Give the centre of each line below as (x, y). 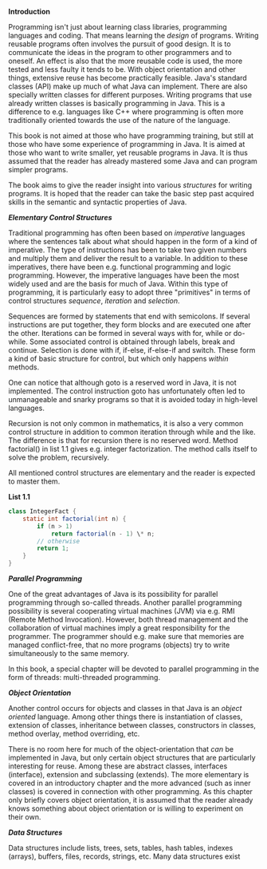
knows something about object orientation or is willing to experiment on (126, 808)
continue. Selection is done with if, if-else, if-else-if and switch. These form (132, 350)
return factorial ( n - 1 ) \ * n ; (103, 534)
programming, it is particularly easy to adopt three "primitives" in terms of (130, 292)
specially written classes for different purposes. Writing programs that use (130, 95)
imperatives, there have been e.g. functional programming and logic (120, 267)
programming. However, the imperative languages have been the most (124, 275)
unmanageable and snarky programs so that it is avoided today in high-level (133, 399)
